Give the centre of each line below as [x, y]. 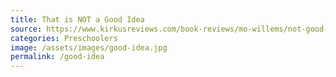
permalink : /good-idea [57, 57]
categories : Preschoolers [64, 38]
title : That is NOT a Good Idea [77, 19]
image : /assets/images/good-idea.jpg [89, 47]
